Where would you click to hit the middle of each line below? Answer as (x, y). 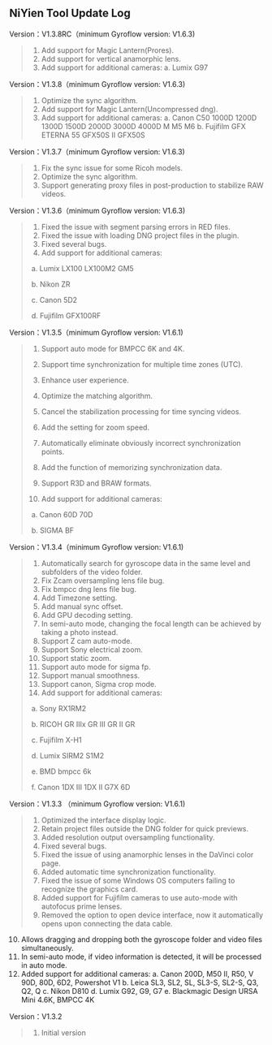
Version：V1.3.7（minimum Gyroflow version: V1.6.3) (97, 151)
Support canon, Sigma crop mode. (99, 684)
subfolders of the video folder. (92, 572)
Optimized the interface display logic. (104, 820)
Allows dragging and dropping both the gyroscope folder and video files (142, 939)
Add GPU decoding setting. (87, 615)
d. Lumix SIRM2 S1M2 (68, 755)
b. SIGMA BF (53, 530)
